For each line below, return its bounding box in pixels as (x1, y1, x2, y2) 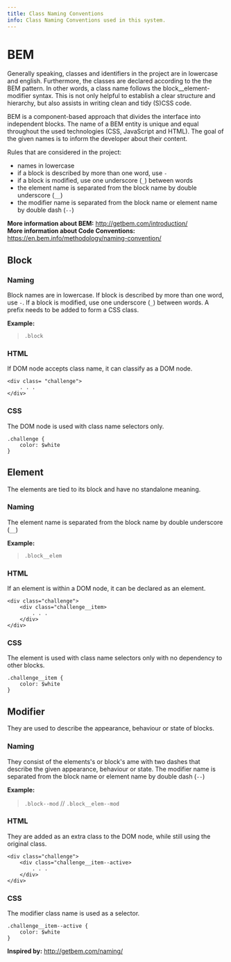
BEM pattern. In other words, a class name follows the (7, 84, 162, 92)
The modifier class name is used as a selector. (7, 909, 140, 918)
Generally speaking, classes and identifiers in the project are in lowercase (7, 70, 219, 78)
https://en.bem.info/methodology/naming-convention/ (7, 234, 162, 243)
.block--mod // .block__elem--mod (24, 799, 120, 807)
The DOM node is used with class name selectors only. (7, 422, 164, 430)
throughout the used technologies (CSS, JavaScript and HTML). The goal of (7, 127, 224, 136)
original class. (7, 839, 47, 848)
